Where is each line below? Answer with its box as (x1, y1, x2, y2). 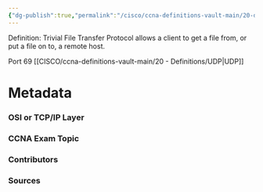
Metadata (8, 84, 72, 102)
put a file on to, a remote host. (8, 41, 106, 51)
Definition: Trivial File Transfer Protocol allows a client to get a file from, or (8, 33, 247, 42)
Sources (8, 175, 41, 186)
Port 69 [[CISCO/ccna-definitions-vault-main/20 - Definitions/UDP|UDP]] (8, 56, 244, 66)
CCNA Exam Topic (8, 132, 80, 143)
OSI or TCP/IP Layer (8, 111, 85, 122)
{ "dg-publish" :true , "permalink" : (8, 11, 117, 20)
